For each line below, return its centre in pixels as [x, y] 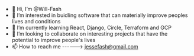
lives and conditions [36, 21]
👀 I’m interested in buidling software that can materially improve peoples [100, 15]
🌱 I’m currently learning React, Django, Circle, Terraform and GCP [91, 27]
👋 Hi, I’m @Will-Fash [37, 9]
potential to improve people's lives [54, 40]
